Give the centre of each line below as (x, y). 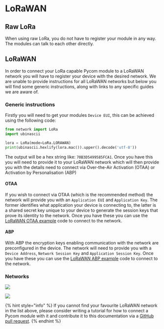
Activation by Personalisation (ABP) (41, 172)
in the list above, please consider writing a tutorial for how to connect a (77, 311)
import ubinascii (23, 134)
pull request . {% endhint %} (33, 321)
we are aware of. (22, 92)
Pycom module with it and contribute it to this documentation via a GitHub (80, 316)
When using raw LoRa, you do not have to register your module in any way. (81, 38)
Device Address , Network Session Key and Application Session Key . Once (79, 253)
